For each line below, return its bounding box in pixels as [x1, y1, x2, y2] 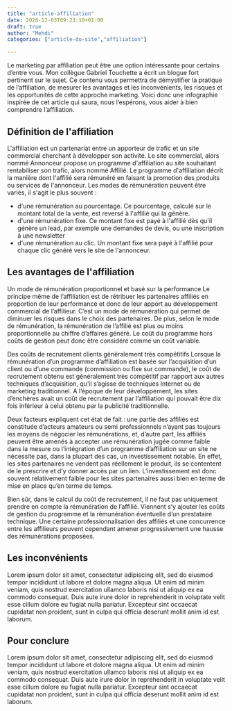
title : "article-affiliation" [7, 10, 95, 17]
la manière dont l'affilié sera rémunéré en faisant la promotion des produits [7, 173, 220, 181]
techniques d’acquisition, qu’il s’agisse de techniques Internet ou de [7, 379, 201, 388]
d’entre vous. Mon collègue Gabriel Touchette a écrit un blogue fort [7, 69, 199, 77]
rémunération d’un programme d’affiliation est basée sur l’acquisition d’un [7, 357, 217, 366]
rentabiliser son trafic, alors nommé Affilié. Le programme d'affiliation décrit [7, 166, 224, 174]
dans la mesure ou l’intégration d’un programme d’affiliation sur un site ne [7, 444, 217, 452]
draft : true [7, 23, 42, 30]
